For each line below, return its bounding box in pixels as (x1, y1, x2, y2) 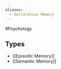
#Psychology (5, 25, 32, 31)
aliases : (5, 7, 23, 12)
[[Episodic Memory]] (12, 53, 55, 59)
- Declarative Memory (9, 12, 55, 17)
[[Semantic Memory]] (12, 58, 57, 65)
